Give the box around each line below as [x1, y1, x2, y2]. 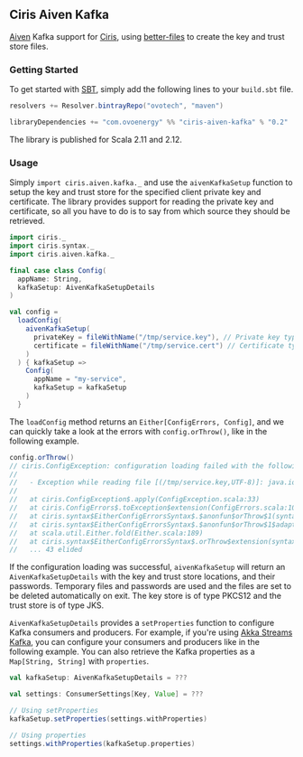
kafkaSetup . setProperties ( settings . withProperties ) [9, 714, 207, 724]
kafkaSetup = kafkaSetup [32, 383, 127, 392]
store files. [9, 41, 49, 51]
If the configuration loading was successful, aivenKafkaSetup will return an [9, 562, 286, 573]
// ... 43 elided [9, 546, 83, 555]
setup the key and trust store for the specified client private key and [9, 187, 262, 198]
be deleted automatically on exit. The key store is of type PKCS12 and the [9, 591, 282, 602]
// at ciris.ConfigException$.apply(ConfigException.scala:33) [9, 495, 260, 504]
